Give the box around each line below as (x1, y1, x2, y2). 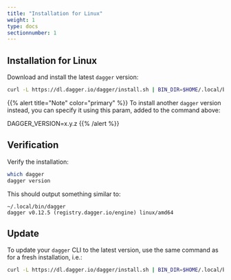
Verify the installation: (7, 158, 69, 166)
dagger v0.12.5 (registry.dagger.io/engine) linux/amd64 (7, 209, 174, 216)
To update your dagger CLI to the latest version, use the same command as (7, 246, 219, 255)
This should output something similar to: (7, 190, 121, 198)
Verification (7, 139, 59, 151)
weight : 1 (7, 17, 36, 23)
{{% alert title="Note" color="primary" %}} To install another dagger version (7, 98, 221, 107)
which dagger (7, 171, 45, 177)
